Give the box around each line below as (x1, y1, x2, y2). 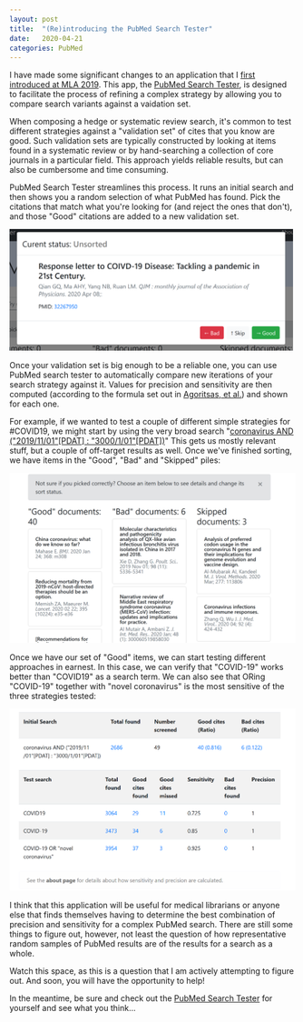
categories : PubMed (9, 44, 83, 53)
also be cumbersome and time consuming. (9, 165, 170, 175)
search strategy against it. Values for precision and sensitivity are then (9, 378, 273, 390)
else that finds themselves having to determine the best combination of (9, 909, 276, 920)
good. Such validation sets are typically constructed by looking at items (9, 135, 277, 146)
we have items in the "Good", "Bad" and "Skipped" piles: (9, 455, 220, 466)
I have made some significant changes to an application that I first (9, 69, 256, 81)
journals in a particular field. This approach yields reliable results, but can (9, 155, 284, 165)
